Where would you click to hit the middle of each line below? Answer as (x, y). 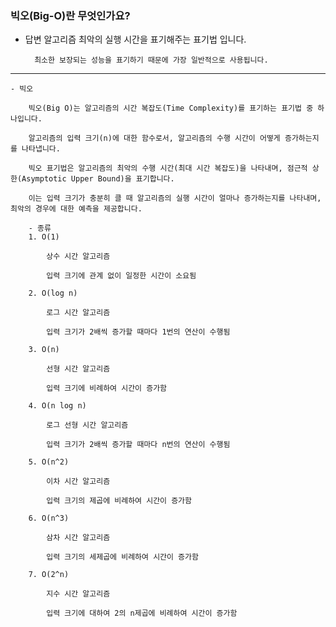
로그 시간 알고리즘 (78, 313)
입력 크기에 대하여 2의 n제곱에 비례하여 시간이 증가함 (142, 613)
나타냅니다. (41, 149)
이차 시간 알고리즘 (78, 482)
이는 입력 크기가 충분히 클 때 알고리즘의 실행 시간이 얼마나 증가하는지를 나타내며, (175, 198)
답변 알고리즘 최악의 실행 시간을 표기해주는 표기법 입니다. (135, 39)
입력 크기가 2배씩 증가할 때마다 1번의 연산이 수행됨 (138, 332)
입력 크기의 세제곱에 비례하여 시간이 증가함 (122, 557)
